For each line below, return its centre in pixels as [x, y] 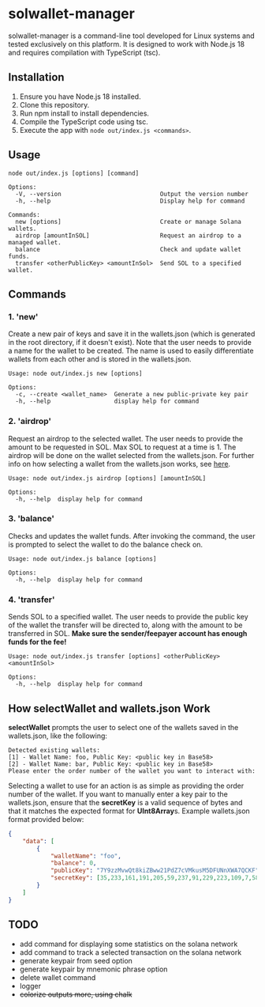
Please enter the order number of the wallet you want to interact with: [132, 771]
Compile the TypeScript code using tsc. [84, 121]
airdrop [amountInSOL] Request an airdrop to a [129, 235]
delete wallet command [58, 977]
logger [30, 986]
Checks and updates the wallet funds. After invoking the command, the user [132, 536]
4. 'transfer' [32, 600]
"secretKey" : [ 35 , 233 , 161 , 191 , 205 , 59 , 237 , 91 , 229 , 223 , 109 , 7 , [151, 878]
